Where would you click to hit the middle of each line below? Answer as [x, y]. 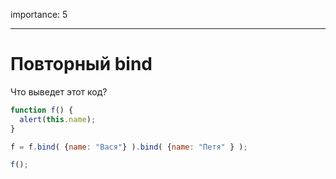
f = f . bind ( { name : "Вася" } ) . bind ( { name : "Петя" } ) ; [129, 147]
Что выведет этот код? [59, 91]
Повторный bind [81, 64]
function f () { [42, 110]
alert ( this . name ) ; [58, 119]
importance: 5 [39, 14]
